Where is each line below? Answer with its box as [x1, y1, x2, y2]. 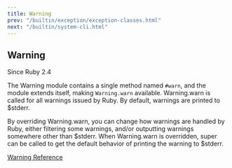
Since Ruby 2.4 [7, 68, 51, 76]
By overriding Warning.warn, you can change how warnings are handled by [7, 117, 226, 126]
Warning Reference [7, 153, 63, 162]
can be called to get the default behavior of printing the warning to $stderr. [7, 139, 224, 148]
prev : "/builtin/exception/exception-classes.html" [7, 17, 161, 24]
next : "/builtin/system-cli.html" [7, 23, 109, 30]
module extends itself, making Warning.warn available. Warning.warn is [7, 89, 211, 97]
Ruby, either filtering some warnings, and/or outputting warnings [7, 125, 194, 133]
